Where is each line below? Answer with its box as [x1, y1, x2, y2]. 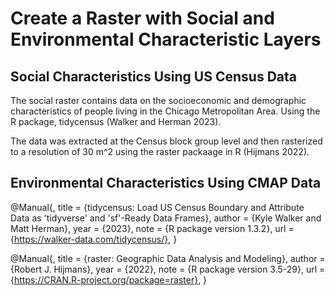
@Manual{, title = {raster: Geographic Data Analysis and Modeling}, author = [10, 252, 326, 264]
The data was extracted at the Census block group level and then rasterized [10, 135, 323, 147]
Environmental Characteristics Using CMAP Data [10, 175, 322, 192]
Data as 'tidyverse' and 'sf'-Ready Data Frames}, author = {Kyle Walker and [10, 212, 322, 224]
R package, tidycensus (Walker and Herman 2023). [10, 116, 222, 127]
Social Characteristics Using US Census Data [10, 68, 297, 85]
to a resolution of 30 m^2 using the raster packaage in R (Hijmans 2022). [10, 146, 310, 157]
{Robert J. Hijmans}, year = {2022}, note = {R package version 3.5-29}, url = [10, 263, 326, 275]
